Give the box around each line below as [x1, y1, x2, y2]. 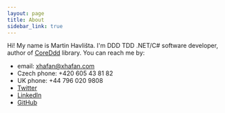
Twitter [17, 84, 38, 92]
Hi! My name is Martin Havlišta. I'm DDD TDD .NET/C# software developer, [7, 42, 219, 50]
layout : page [7, 10, 45, 17]
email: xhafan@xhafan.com [17, 62, 95, 71]
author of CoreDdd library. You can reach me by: [7, 49, 145, 57]
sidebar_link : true [7, 23, 63, 29]
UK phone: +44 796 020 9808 [17, 77, 103, 85]
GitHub [17, 99, 38, 107]
